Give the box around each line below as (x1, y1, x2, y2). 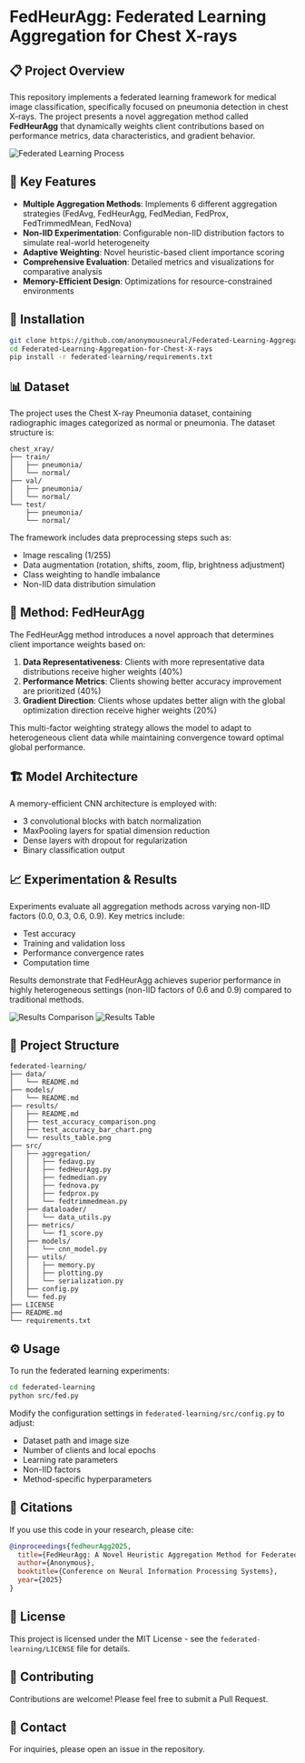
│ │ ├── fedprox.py (9, 1189, 100, 1198)
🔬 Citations (9, 1500, 74, 1516)
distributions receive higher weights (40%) (22, 666, 183, 676)
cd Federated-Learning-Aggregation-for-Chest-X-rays (9, 344, 213, 354)
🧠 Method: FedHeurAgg (9, 605, 145, 620)
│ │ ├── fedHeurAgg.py (9, 1166, 112, 1175)
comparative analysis (22, 265, 103, 276)
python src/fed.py (9, 1391, 79, 1400)
